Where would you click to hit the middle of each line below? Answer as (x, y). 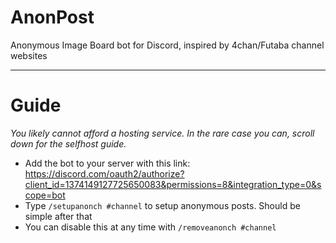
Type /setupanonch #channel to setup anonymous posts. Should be (162, 205)
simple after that (58, 216)
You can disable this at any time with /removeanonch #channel (150, 227)
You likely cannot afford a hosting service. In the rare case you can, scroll (162, 133)
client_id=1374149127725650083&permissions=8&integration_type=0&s (173, 184)
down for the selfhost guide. (68, 143)
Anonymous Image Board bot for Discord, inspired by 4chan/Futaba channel (167, 45)
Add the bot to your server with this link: (107, 163)
